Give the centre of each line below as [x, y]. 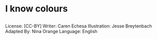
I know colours [36, 9]
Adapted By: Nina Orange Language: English [51, 31]
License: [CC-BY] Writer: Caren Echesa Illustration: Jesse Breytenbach [78, 26]
